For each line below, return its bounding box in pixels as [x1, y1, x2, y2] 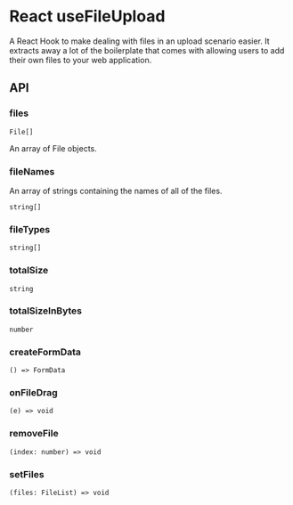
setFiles [9, 468, 45, 480]
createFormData [9, 346, 82, 358]
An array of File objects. [9, 143, 97, 153]
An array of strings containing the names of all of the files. [9, 185, 223, 196]
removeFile [9, 428, 60, 440]
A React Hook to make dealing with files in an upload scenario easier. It [9, 36, 270, 46]
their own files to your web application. [9, 54, 152, 65]
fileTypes [9, 223, 51, 235]
